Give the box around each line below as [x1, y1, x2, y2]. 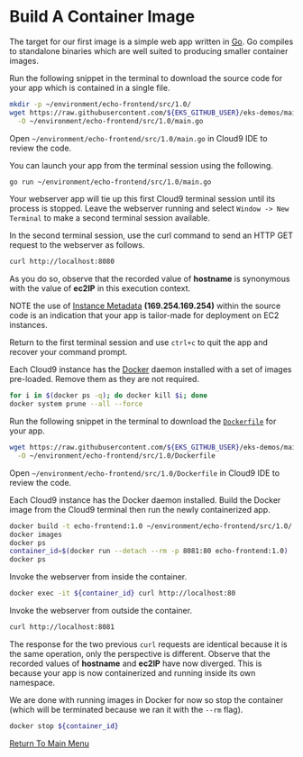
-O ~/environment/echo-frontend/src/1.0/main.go [17, 116, 204, 125]
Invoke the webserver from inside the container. [9, 571, 188, 582]
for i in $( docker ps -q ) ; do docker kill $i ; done [9, 391, 207, 400]
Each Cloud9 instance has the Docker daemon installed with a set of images [9, 364, 292, 375]
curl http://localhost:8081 [9, 623, 115, 632]
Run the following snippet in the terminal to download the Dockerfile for [9, 416, 277, 427]
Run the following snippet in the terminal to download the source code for [9, 72, 282, 83]
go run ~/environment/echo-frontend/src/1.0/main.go [9, 178, 212, 187]
